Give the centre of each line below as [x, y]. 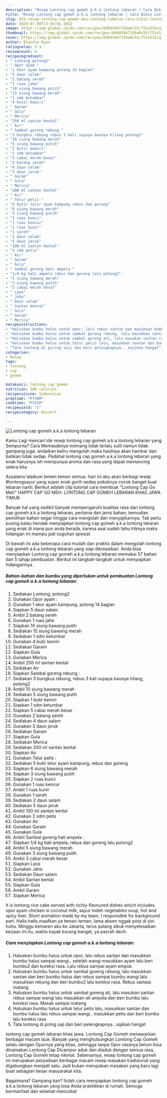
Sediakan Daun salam [35, 874]
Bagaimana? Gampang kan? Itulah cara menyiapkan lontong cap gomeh [79, 1081]
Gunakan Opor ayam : [35, 599]
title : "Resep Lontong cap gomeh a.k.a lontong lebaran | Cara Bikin [79, 14]
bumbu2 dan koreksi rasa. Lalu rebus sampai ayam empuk [72, 966]
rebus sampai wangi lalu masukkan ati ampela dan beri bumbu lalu [81, 998]
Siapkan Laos [27, 863]
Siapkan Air [25, 752]
